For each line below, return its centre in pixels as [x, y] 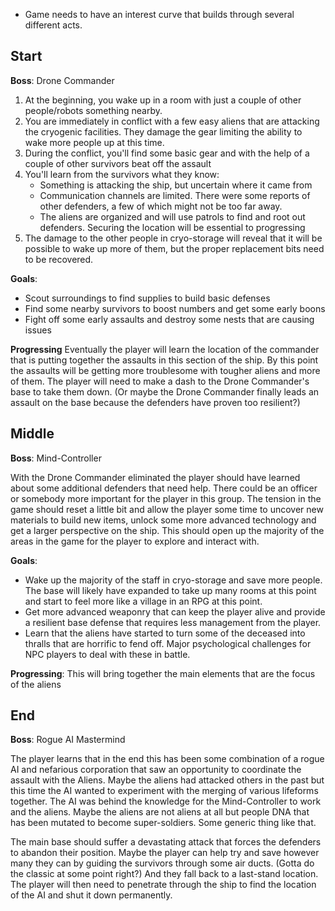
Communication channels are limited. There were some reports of [175, 195]
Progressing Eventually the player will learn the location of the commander [165, 349]
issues [38, 330]
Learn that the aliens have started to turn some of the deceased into [165, 633]
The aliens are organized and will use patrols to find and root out [172, 216]
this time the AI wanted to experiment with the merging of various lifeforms [164, 791]
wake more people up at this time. [94, 142]
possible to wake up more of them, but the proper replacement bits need [174, 248]
